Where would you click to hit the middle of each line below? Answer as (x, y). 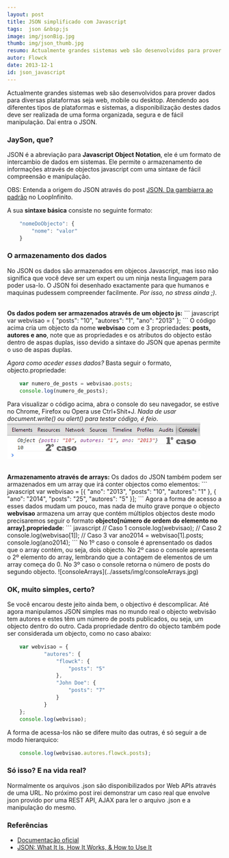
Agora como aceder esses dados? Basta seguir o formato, (90, 363)
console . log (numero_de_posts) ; (64, 391)
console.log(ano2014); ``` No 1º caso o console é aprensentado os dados (110, 543)
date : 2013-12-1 (30, 65)
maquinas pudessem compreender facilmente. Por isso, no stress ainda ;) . (112, 292)
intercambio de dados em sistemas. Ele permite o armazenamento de (105, 162)
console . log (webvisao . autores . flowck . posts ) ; (85, 753)
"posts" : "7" (87, 690)
